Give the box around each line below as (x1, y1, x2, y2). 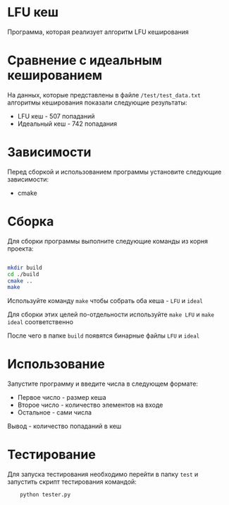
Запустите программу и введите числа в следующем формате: (7, 379, 199, 388)
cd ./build (7, 271, 39, 278)
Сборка (7, 213, 54, 230)
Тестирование (7, 446, 97, 463)
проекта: (7, 244, 34, 253)
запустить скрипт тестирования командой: (7, 477, 137, 486)
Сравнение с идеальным (7, 52, 163, 69)
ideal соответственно (7, 318, 74, 326)
